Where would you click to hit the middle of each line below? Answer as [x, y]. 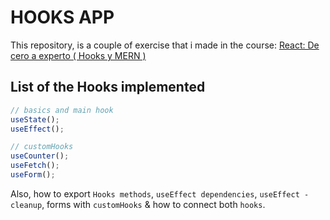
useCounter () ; [40, 156]
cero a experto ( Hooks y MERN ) [78, 55]
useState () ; [35, 119]
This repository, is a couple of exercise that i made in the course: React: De [165, 45]
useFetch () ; [35, 166]
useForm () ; [33, 175]
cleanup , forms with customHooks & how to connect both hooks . [138, 204]
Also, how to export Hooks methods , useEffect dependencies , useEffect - [160, 193]
